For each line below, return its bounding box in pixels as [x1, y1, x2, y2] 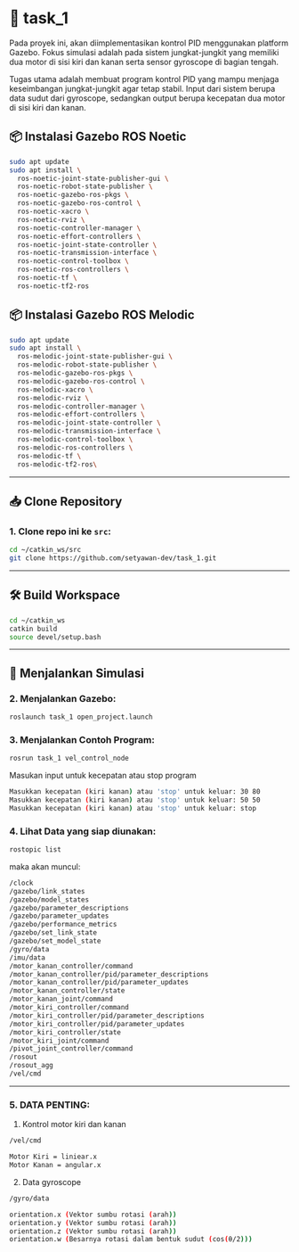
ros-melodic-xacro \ [17, 385, 93, 394]
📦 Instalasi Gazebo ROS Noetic [9, 129, 187, 144]
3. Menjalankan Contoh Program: [9, 733, 156, 745]
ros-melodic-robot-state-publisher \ [17, 360, 158, 369]
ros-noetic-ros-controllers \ [17, 265, 129, 275]
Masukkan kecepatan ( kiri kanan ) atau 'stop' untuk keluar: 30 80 [9, 787, 261, 796]
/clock [9, 878, 34, 887]
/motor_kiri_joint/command [9, 1036, 109, 1045]
